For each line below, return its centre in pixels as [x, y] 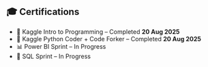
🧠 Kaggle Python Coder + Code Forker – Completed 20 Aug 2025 [109, 39]
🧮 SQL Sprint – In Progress [54, 56]
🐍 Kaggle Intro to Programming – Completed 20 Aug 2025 [98, 31]
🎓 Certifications [43, 12]
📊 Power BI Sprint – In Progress [61, 46]
